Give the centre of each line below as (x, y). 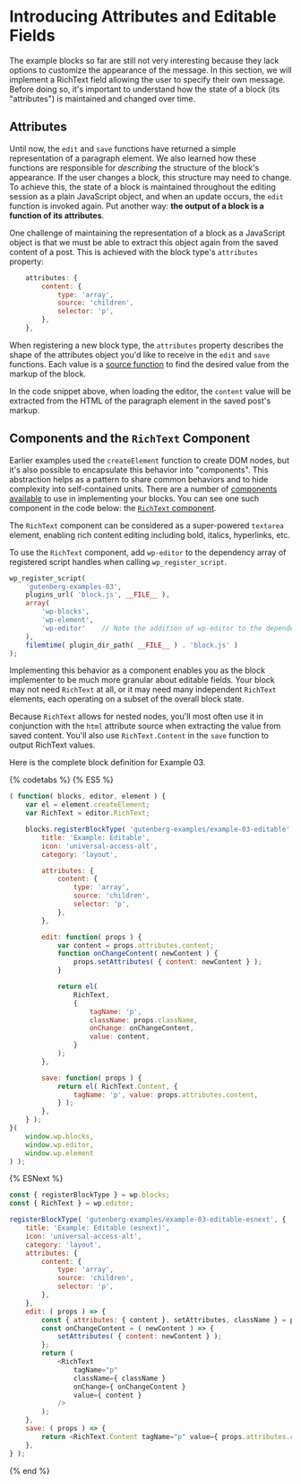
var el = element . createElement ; (88, 805)
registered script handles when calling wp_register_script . (118, 561)
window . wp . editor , (60, 1144)
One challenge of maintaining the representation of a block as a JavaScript (147, 233)
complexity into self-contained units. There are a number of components (143, 489)
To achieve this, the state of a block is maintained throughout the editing (142, 187)
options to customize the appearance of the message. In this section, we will (151, 70)
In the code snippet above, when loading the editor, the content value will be (150, 391)
